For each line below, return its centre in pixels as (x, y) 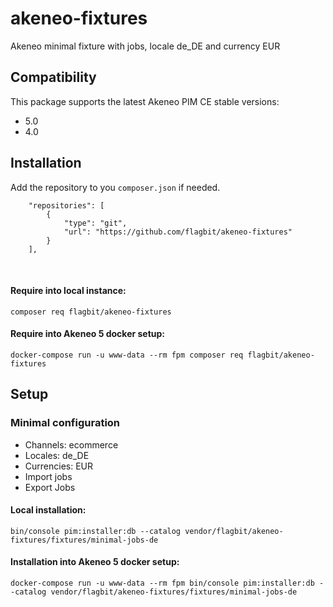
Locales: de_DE (57, 455)
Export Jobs (50, 487)
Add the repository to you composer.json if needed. (115, 187)
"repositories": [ (66, 205)
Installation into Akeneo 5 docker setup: (95, 562)
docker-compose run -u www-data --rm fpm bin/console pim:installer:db (162, 583)
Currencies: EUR (59, 466)
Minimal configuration (65, 423)
